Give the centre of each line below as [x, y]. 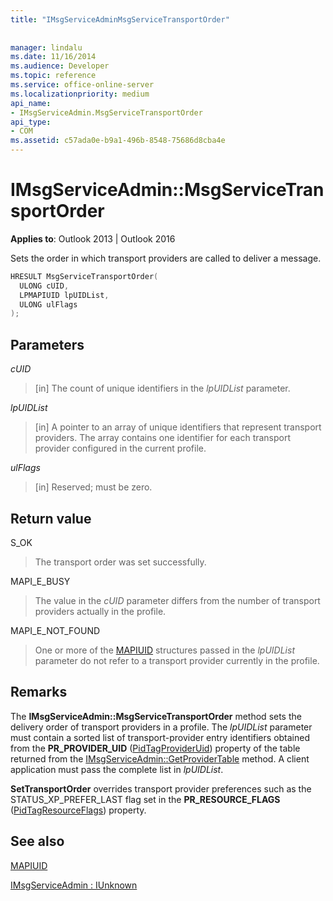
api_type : [31, 122]
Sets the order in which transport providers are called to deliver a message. [166, 258]
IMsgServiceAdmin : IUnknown [74, 885]
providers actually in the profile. [100, 611]
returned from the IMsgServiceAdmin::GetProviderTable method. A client [160, 758]
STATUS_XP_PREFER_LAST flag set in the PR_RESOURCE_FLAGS [145, 799]
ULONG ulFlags [48, 304]
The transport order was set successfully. [120, 562]
